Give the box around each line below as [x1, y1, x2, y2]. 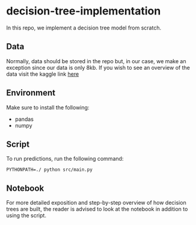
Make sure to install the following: [6, 103, 90, 111]
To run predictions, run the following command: [6, 155, 124, 162]
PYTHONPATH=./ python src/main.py [6, 167, 93, 173]
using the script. [6, 212, 47, 219]
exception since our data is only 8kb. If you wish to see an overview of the [6, 64, 191, 71]
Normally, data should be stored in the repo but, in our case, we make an [6, 57, 186, 64]
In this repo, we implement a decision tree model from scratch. [6, 24, 161, 31]
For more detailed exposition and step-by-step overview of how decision [6, 199, 186, 206]
